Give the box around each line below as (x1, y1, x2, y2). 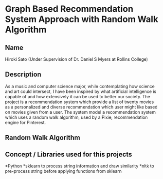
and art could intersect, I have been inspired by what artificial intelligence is (5, 89, 157, 94)
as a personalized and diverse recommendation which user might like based (5, 104, 158, 110)
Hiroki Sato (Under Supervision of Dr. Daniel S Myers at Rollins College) (5, 56, 148, 62)
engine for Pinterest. (5, 119, 46, 125)
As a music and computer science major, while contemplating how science (5, 83, 155, 89)
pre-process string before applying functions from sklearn (5, 168, 122, 174)
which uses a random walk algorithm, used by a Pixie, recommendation (5, 114, 148, 120)
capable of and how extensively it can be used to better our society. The (5, 93, 150, 99)
